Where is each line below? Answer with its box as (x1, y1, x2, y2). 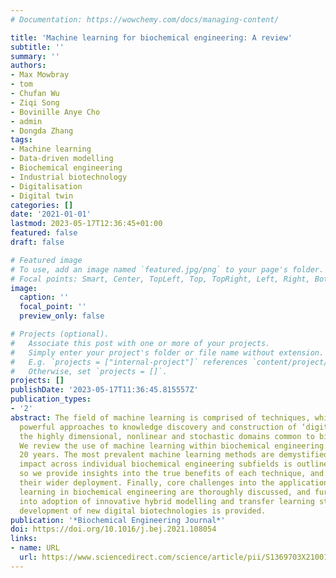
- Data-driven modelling (10, 154, 114, 164)
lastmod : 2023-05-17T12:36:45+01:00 (10, 219, 163, 229)
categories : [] (10, 200, 74, 210)
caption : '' (19, 292, 70, 303)
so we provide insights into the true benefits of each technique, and (19, 469, 325, 479)
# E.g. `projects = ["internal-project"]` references (10, 357, 248, 367)
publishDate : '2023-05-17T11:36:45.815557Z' (10, 385, 199, 395)
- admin (10, 116, 43, 126)
